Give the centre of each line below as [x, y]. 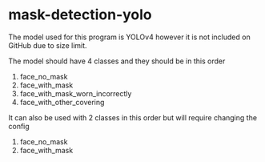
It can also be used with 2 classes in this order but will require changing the [133, 117]
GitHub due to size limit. [48, 45]
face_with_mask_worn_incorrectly [76, 93]
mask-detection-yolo [80, 15]
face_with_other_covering [62, 102]
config [19, 126]
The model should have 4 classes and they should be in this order [117, 61]
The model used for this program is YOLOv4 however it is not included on [129, 37]
